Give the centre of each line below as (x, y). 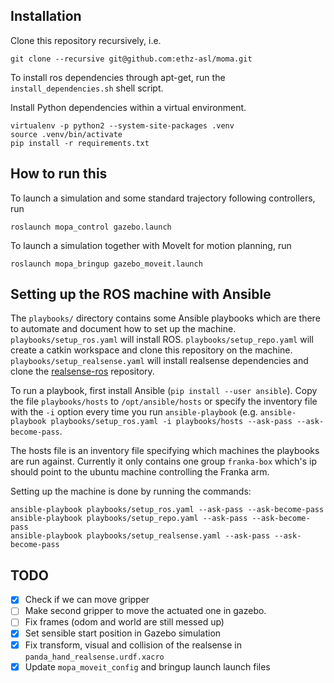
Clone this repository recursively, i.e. (86, 40)
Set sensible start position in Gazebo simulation (123, 633)
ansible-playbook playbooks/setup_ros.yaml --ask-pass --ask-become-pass (167, 510)
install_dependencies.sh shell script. (87, 88)
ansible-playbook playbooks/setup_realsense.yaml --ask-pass (140, 536)
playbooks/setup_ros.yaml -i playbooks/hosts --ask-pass (171, 422)
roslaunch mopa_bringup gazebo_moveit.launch (106, 264)
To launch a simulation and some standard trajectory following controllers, (163, 198)
